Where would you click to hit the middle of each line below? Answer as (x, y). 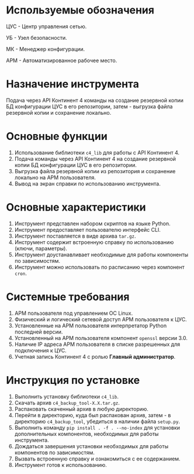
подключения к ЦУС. (40, 350)
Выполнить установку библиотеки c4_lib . (66, 396)
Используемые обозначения (80, 10)
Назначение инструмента (72, 84)
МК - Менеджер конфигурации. (46, 49)
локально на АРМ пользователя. (55, 177)
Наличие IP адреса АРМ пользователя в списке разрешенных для (97, 344)
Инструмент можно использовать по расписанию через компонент (100, 267)
